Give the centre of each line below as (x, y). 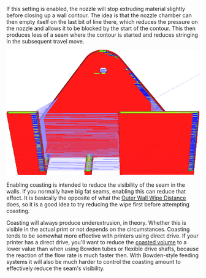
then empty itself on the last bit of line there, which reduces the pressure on (102, 22)
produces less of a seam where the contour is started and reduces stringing (102, 35)
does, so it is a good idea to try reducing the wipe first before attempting (98, 204)
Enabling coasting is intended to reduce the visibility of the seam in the (96, 185)
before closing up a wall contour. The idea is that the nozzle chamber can (99, 15)
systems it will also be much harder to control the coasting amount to (93, 261)
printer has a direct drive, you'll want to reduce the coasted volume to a (97, 242)
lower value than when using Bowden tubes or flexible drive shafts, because (103, 249)
